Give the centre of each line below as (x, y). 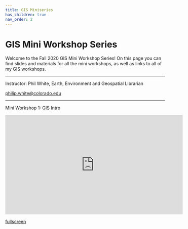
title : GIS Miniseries (29, 10)
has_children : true (26, 15)
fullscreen (16, 222)
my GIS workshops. (26, 69)
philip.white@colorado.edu (33, 94)
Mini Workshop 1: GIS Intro (33, 108)
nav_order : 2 (19, 19)
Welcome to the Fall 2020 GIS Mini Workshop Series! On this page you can (83, 58)
